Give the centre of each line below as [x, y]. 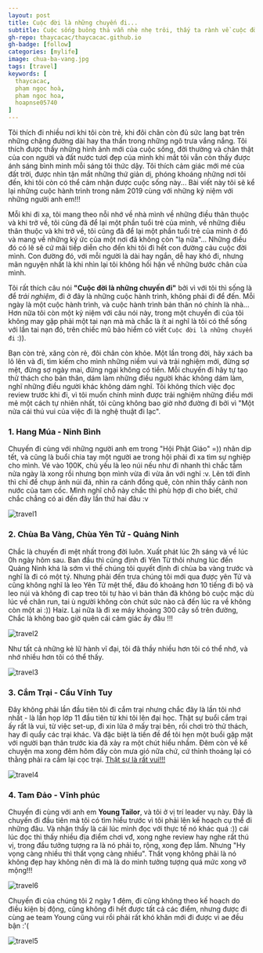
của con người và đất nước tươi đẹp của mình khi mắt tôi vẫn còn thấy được [129, 157]
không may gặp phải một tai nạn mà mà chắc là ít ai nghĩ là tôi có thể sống [128, 321]
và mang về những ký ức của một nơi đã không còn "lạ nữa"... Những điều [127, 239]
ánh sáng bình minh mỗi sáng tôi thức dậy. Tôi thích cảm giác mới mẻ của [126, 166]
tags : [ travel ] [33, 67]
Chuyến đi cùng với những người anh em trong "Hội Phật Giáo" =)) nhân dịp [130, 449]
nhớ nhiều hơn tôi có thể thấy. [56, 657]
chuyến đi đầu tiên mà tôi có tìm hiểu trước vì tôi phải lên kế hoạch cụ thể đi [130, 820]
